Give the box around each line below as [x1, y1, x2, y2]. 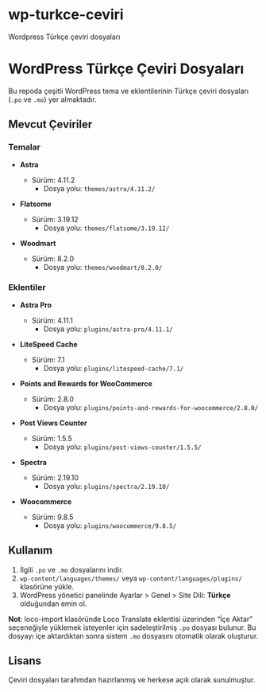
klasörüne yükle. [19, 581, 74, 591]
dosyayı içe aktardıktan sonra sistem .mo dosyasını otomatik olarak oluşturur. [8, 631, 259, 640]
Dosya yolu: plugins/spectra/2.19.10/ [43, 481, 170, 491]
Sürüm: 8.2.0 [31, 253, 75, 264]
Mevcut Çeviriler [8, 118, 93, 131]
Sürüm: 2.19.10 [31, 472, 79, 483]
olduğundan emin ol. [19, 599, 87, 608]
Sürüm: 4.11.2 [31, 175, 75, 185]
